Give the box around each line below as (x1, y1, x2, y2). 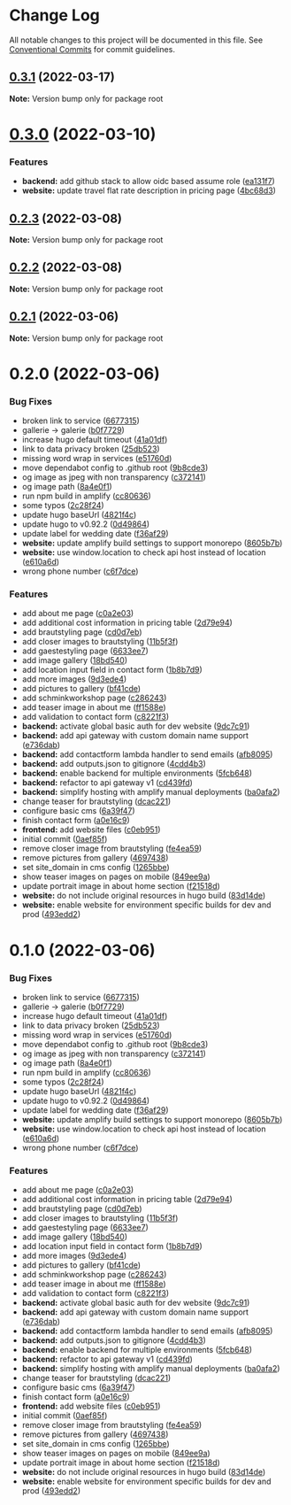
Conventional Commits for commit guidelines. (9, 43, 175, 54)
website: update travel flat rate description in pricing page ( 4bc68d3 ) (21, 185, 277, 196)
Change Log (9, 5, 100, 26)
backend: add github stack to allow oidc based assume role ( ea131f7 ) (21, 176, 276, 187)
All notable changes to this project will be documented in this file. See (9, 35, 264, 45)
